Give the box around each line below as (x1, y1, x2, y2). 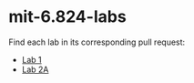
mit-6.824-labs (8, 6, 127, 27)
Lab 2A (21, 64, 49, 75)
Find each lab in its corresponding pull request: (8, 36, 186, 47)
